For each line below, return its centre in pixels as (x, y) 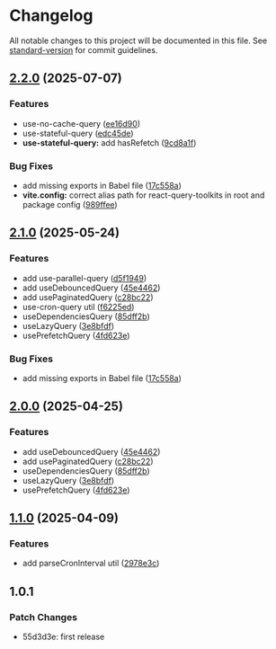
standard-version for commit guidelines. (84, 49)
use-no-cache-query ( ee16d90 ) (81, 123)
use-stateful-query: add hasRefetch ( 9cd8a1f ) (109, 142)
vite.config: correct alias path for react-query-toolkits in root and (143, 195)
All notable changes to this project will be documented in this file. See (138, 40)
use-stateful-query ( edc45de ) (78, 133)
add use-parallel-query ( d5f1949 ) (85, 278)
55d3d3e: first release (63, 636)
